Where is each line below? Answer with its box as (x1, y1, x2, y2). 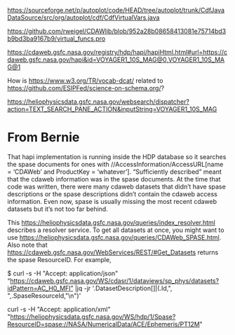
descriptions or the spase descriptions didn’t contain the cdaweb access (7, 189, 217, 198)
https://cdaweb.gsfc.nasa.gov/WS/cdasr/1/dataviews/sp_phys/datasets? (10, 276, 220, 285)
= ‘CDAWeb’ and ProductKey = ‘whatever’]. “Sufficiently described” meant (7, 167, 222, 176)
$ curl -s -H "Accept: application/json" (7, 269, 119, 278)
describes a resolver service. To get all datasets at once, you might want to (7, 226, 224, 234)
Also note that (7, 240, 48, 249)
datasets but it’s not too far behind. (7, 205, 109, 213)
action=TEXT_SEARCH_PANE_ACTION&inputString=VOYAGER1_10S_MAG (7, 105, 217, 113)
